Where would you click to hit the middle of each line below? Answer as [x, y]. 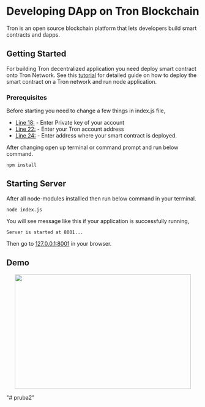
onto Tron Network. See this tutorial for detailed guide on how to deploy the [102, 75]
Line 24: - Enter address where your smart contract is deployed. [96, 136]
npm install [21, 165]
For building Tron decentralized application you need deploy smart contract [102, 68]
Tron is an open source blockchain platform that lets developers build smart [102, 28]
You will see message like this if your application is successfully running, [98, 221]
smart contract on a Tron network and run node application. [82, 81]
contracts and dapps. [33, 34]
